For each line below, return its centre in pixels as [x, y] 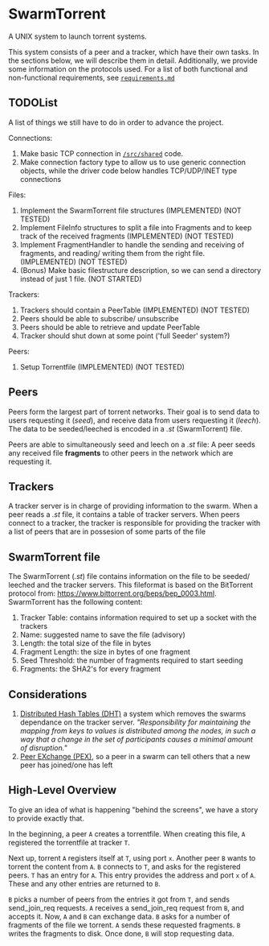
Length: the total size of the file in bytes [86, 643]
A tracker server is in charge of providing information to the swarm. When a [133, 506]
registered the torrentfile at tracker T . [69, 842]
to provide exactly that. [46, 818]
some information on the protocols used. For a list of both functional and [128, 68]
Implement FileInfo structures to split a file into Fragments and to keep [136, 227]
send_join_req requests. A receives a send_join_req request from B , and [126, 907]
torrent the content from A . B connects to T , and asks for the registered [124, 866]
